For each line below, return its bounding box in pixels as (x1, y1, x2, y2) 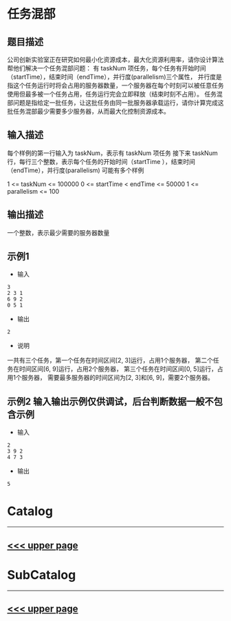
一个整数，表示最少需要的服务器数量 (7, 228, 110, 236)
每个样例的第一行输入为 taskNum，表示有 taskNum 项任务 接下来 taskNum (7, 149, 218, 157)
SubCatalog (7, 567, 76, 582)
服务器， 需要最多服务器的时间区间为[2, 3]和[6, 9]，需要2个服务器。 (21, 374, 214, 382)
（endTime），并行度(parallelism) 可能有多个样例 (7, 166, 144, 174)
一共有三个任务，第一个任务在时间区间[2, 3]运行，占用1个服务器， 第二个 (7, 356, 213, 365)
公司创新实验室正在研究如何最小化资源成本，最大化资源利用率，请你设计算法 (7, 56, 224, 63)
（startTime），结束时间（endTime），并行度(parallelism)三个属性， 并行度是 (7, 73, 222, 81)
